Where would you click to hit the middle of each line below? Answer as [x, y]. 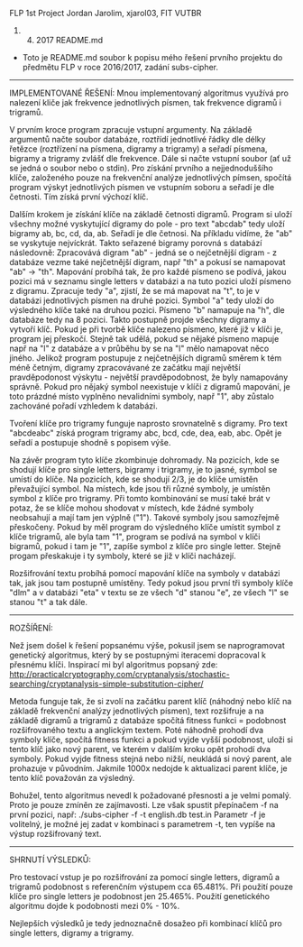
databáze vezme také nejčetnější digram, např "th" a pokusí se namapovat [147, 262]
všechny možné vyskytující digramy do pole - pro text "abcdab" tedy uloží [147, 224]
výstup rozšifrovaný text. [55, 834]
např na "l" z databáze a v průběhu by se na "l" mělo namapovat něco [139, 348]
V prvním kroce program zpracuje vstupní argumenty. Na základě [131, 129]
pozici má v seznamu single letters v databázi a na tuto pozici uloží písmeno [150, 281]
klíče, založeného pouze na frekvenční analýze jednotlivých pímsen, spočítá [151, 178]
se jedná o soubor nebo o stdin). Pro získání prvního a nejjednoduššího [141, 168]
